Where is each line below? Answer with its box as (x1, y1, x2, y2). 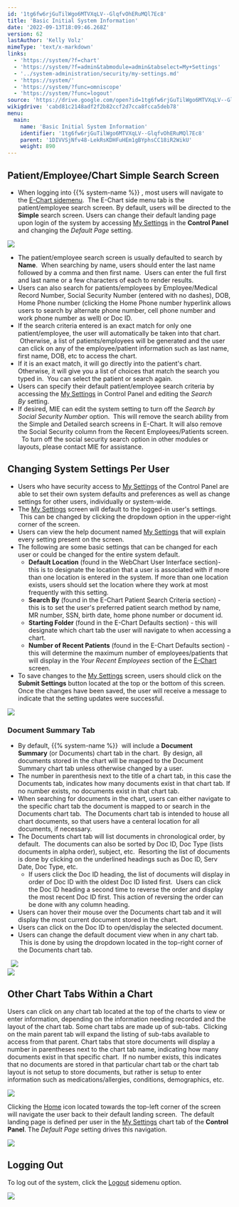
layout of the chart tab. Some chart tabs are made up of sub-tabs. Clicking (7, 1022, 228, 1030)
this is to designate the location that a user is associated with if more (28, 565, 230, 574)
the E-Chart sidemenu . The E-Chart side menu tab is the (17, 195, 185, 204)
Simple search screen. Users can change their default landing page (17, 211, 217, 219)
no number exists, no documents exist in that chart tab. (17, 787, 180, 795)
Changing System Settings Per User (7, 463, 170, 475)
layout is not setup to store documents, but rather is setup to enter (7, 1067, 201, 1076)
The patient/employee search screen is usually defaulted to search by (17, 253, 223, 261)
